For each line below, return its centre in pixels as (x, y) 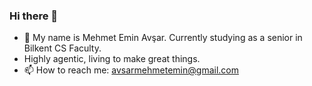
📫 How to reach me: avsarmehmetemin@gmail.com (131, 70)
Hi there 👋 (34, 16)
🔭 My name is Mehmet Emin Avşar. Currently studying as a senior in (163, 38)
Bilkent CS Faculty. (62, 48)
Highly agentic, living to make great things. (112, 59)
